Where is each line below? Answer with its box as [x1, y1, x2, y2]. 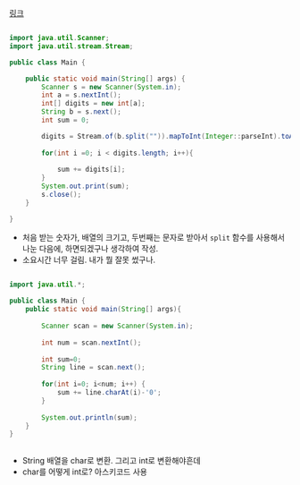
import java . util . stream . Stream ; [9, 41, 134, 51]
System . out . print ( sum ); [41, 182, 129, 191]
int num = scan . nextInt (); [41, 338, 142, 347]
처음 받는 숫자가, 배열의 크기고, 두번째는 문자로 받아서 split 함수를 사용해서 [21, 232, 286, 242]
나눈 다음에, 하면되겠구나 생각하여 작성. [21, 242, 159, 253]
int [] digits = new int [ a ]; [41, 99, 146, 108]
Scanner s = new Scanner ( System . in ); [41, 82, 181, 91]
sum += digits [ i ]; [56, 165, 126, 174]
